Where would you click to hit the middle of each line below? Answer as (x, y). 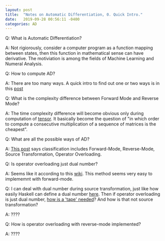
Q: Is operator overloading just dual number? (52, 164)
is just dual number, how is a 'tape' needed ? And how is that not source (79, 199)
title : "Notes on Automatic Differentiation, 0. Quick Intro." (74, 15)
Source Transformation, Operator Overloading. (54, 154)
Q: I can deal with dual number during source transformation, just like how (82, 189)
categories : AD (21, 24)
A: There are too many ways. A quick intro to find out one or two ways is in (82, 83)
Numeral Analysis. (24, 64)
